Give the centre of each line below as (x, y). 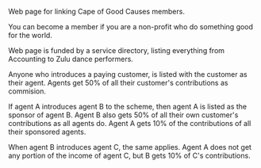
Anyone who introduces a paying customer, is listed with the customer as (128, 74)
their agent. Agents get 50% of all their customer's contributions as (118, 83)
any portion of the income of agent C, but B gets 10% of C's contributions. (130, 155)
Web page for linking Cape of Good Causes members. (96, 11)
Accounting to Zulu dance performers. (71, 59)
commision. (27, 91)
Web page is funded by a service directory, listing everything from (116, 50)
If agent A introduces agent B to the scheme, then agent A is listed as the (128, 107)
